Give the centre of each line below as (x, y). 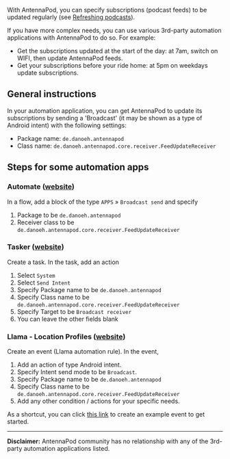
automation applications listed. (67, 449)
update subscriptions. (48, 73)
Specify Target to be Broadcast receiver (74, 311)
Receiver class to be (46, 222)
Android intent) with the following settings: (67, 125)
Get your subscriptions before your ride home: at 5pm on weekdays (112, 65)
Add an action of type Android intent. (69, 365)
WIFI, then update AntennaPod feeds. (70, 58)
